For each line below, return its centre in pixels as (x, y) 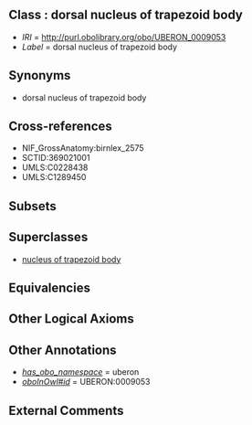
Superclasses (48, 237)
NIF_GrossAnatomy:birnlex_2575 (83, 148)
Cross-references (61, 127)
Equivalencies (49, 288)
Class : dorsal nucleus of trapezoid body (126, 15)
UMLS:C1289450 (54, 177)
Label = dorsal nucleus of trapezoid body (100, 47)
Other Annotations (63, 350)
